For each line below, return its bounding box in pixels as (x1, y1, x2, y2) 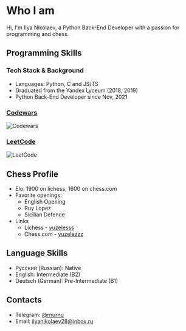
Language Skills (6, 248, 68, 258)
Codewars (6, 108, 38, 116)
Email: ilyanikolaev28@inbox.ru (15, 318, 94, 325)
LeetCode (6, 137, 36, 146)
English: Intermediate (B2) (15, 271, 81, 278)
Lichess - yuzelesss (24, 224, 74, 232)
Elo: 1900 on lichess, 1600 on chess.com (15, 185, 117, 193)
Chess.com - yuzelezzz (24, 230, 84, 238)
